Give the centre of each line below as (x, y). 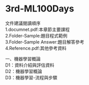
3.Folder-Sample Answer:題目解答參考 (45, 42)
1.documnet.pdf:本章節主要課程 (37, 29)
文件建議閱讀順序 (23, 23)
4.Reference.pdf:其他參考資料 (36, 48)
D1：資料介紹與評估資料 (30, 65)
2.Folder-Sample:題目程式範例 (36, 35)
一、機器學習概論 (23, 58)
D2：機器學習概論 (24, 71)
